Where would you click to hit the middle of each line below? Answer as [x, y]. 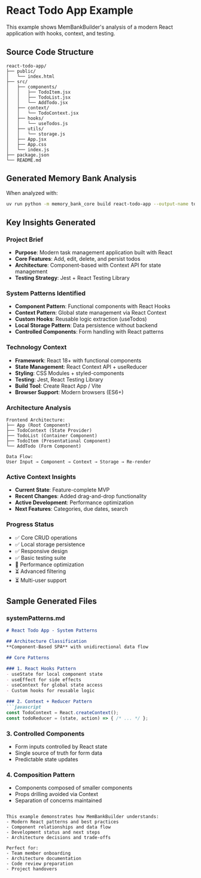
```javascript [24, 707]
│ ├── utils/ [25, 129]
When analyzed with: [32, 193]
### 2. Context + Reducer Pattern [49, 702]
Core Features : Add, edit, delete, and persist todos [77, 259]
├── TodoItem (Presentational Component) [59, 441]
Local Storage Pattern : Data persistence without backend [86, 325]
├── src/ [17, 81]
